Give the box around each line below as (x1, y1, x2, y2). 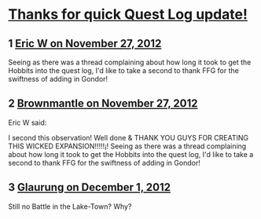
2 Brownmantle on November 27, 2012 (8, 97, 198, 111)
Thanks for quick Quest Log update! (8, 5, 248, 24)
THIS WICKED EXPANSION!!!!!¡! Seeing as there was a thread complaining (8, 141, 247, 151)
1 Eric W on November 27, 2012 (8, 37, 162, 50)
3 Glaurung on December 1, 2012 (8, 181, 171, 194)
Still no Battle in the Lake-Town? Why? (8, 202, 132, 211)
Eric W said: (8, 118, 47, 127)
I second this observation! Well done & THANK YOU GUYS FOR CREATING (8, 133, 249, 142)
